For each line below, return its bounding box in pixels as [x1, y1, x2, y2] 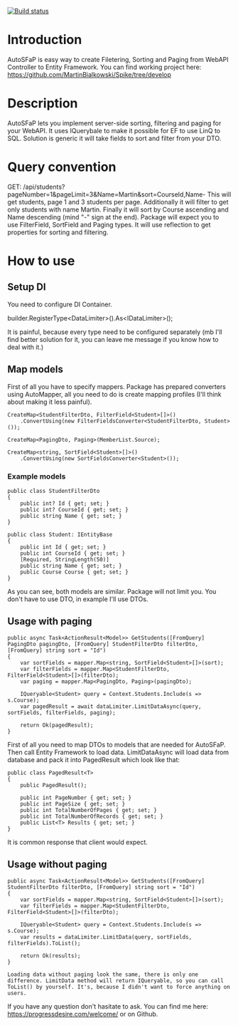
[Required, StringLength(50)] [20, 556, 110, 563]
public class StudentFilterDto [7, 487, 100, 494]
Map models [7, 363, 64, 375]
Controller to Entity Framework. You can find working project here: [7, 63, 202, 71]
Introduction [7, 32, 82, 48]
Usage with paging [7, 615, 92, 628]
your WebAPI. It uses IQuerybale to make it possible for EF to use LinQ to [7, 126, 221, 135]
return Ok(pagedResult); [20, 722, 94, 729]
